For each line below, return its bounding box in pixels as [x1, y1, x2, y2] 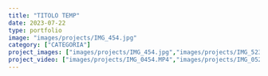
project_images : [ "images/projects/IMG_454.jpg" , [8, 48, 177, 56]
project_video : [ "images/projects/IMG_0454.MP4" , [8, 56, 177, 64]
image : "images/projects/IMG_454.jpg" [8, 33, 137, 42]
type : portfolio [8, 26, 62, 34]
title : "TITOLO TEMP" [8, 11, 81, 20]
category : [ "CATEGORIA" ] [8, 41, 91, 49]
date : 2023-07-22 [8, 19, 66, 27]
